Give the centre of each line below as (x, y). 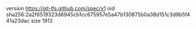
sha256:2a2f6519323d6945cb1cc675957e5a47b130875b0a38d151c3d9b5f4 (98, 14)
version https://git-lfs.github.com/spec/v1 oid (61, 8)
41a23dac (18, 21)
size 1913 (42, 21)
